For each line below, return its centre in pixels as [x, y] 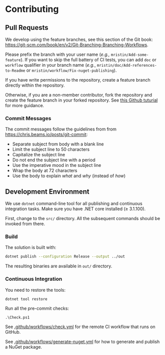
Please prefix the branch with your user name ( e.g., [57, 54]
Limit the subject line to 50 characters [51, 149]
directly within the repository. [35, 85]
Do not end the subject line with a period [54, 160]
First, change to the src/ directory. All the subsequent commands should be [82, 219]
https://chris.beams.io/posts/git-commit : [47, 134]
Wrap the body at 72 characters [45, 171]
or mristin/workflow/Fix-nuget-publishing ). [72, 70]
